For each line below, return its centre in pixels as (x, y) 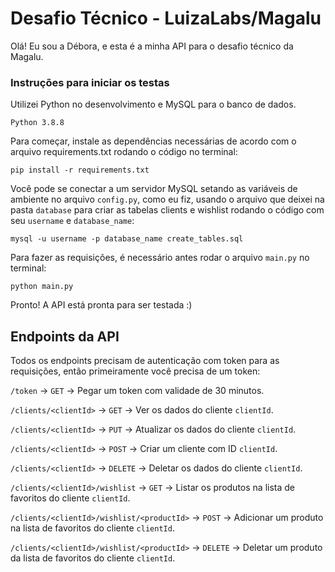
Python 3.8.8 (37, 123)
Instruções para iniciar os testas (90, 82)
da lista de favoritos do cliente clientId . (93, 558)
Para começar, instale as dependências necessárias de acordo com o (153, 141)
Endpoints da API (65, 336)
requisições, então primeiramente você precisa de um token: (135, 371)
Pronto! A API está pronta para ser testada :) (101, 305)
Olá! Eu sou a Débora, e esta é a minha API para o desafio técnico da (152, 46)
